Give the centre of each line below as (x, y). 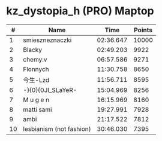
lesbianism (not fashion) (57, 128)
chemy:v (35, 59)
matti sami (37, 109)
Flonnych (36, 69)
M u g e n (36, 100)
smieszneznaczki (47, 40)
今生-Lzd (36, 80)
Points (143, 30)
